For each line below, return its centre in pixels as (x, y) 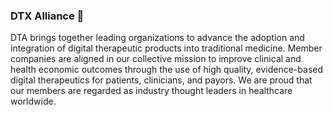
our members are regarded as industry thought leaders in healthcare (151, 91)
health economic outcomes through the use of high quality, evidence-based (167, 70)
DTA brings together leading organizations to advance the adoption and (157, 38)
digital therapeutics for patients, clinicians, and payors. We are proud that (161, 80)
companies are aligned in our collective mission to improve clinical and (156, 59)
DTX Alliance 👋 (47, 16)
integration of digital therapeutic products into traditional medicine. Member (166, 48)
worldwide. (33, 101)
